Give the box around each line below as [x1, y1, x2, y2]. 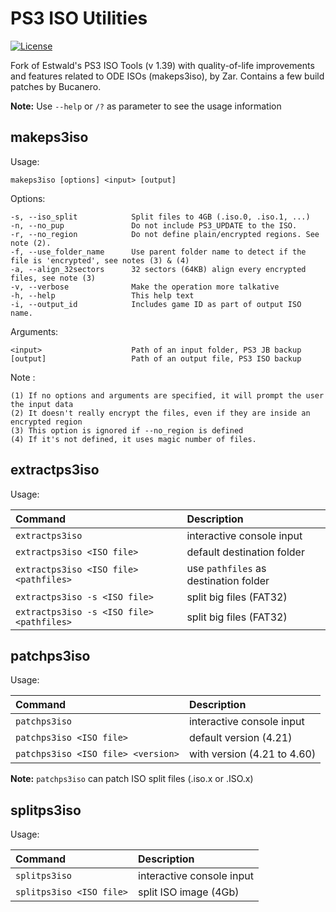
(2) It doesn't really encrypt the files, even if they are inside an [10, 408, 311, 418]
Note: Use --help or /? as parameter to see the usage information [10, 100, 282, 112]
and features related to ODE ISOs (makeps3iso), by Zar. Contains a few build [10, 70, 325, 82]
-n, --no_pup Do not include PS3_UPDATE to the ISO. [10, 220, 298, 231]
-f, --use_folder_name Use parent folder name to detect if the [10, 247, 307, 257]
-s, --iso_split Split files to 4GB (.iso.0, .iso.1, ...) [10, 212, 311, 222]
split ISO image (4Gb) [138, 885, 240, 899]
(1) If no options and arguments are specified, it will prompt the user [10, 390, 325, 401]
